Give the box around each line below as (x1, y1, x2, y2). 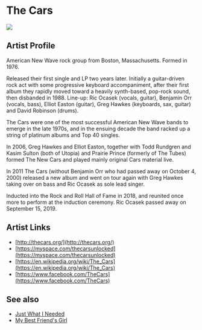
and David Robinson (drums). (6, 107, 79, 114)
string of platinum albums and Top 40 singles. (6, 131, 121, 139)
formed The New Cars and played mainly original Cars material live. (6, 156, 174, 163)
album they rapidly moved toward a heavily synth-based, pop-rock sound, (6, 87, 191, 95)
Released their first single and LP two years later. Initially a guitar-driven (6, 75, 185, 82)
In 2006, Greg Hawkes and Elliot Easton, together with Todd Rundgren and (6, 143, 191, 150)
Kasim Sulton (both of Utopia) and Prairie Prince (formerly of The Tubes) (6, 149, 187, 157)
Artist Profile (6, 40, 55, 51)
